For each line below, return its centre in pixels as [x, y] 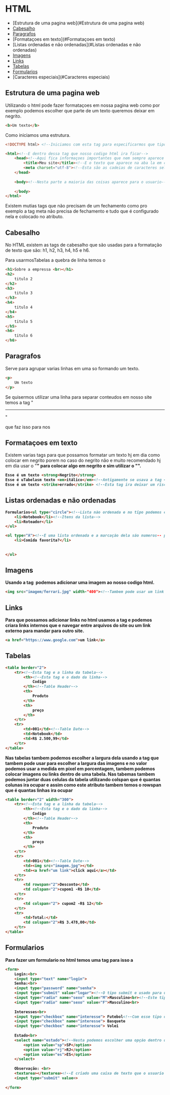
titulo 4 [24, 307]
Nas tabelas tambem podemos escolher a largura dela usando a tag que [82, 758]
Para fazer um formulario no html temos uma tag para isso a [69, 960]
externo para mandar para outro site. [45, 631]
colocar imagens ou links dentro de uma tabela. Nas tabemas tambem [80, 774]
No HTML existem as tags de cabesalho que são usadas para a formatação [84, 245]
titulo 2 [24, 279]
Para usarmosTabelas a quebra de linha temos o [55, 260]
